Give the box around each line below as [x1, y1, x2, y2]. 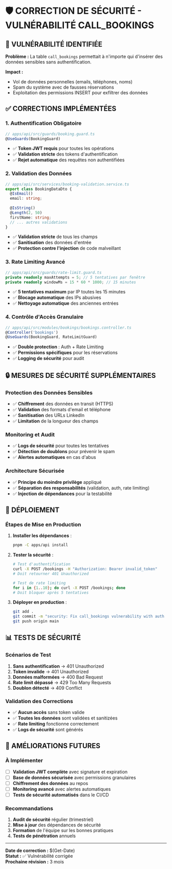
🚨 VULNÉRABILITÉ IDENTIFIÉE [5, 40, 102, 49]
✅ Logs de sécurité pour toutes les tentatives [12, 442, 109, 449]
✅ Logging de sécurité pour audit [12, 355, 84, 362]
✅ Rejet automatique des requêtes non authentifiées [12, 157, 125, 163]
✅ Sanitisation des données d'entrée [12, 240, 92, 246]
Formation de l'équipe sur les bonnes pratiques [12, 828, 114, 834]
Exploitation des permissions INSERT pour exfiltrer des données [12, 90, 148, 96]
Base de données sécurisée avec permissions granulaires [12, 774, 136, 780]
